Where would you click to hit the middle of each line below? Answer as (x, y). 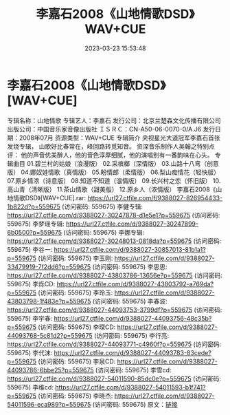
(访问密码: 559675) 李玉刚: (75, 258)
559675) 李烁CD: (31, 284)
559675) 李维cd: (30, 387)
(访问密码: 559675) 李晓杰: (75, 396)
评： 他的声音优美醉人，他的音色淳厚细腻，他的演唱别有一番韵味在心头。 (110, 155)
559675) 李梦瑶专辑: (36, 224)
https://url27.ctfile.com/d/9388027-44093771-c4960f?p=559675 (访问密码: (114, 344)
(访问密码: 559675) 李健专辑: (102, 206)
